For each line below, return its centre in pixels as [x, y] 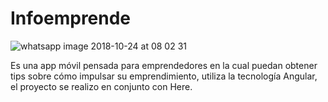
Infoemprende [71, 18]
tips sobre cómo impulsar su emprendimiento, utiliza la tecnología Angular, [164, 76]
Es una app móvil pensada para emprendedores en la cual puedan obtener [164, 65]
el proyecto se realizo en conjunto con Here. [101, 86]
